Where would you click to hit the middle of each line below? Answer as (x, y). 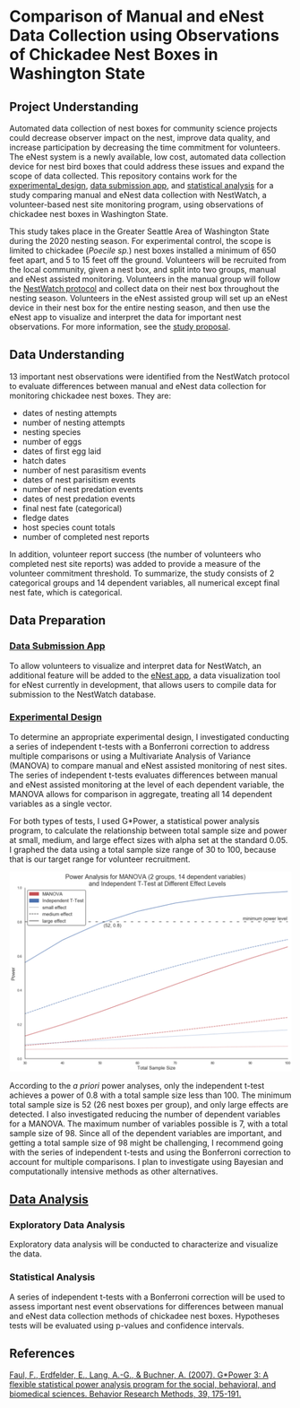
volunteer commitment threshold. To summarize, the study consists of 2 (142, 573)
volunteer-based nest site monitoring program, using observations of (137, 204)
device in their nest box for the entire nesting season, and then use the (140, 308)
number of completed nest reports (86, 536)
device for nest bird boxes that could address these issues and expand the (147, 166)
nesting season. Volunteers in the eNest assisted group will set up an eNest (149, 298)
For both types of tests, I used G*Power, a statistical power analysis (134, 821)
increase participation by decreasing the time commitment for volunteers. (145, 147)
